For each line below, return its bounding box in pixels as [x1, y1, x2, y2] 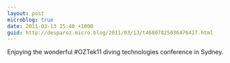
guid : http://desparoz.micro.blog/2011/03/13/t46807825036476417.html [7, 29, 214, 36]
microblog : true [7, 16, 54, 23]
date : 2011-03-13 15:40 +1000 [7, 23, 94, 29]
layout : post [7, 10, 45, 17]
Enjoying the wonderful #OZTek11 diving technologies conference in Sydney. [7, 48, 224, 56]
